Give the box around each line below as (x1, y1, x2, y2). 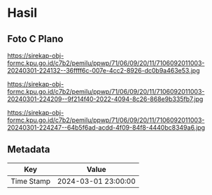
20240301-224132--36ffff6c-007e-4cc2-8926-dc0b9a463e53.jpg (7, 67, 200, 74)
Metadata (7, 144, 50, 156)
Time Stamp (10, 176, 51, 186)
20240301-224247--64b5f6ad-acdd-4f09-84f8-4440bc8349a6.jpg (7, 123, 205, 131)
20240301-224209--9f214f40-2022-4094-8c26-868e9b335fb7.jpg (7, 95, 204, 103)
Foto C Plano (7, 33, 64, 45)
